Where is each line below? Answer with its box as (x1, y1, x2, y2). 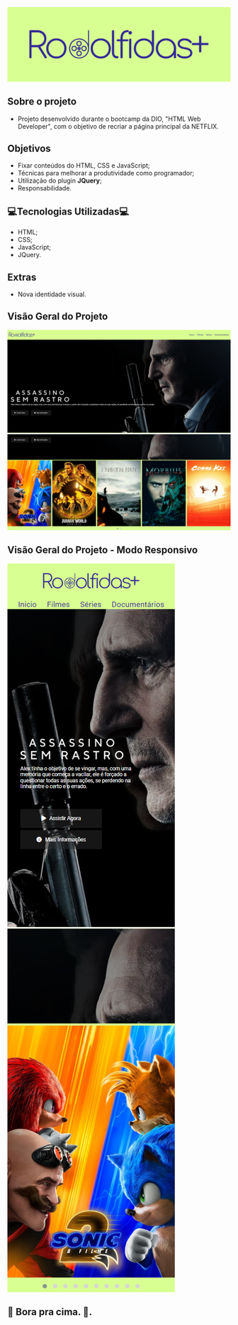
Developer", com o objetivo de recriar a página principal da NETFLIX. (17, 121, 219, 131)
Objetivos (7, 143, 51, 155)
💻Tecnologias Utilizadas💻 (7, 205, 130, 217)
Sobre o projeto (7, 96, 76, 108)
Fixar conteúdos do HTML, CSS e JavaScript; (17, 161, 150, 170)
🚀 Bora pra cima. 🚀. (7, 1306, 93, 1318)
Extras (7, 271, 37, 283)
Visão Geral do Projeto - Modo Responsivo (7, 544, 198, 556)
